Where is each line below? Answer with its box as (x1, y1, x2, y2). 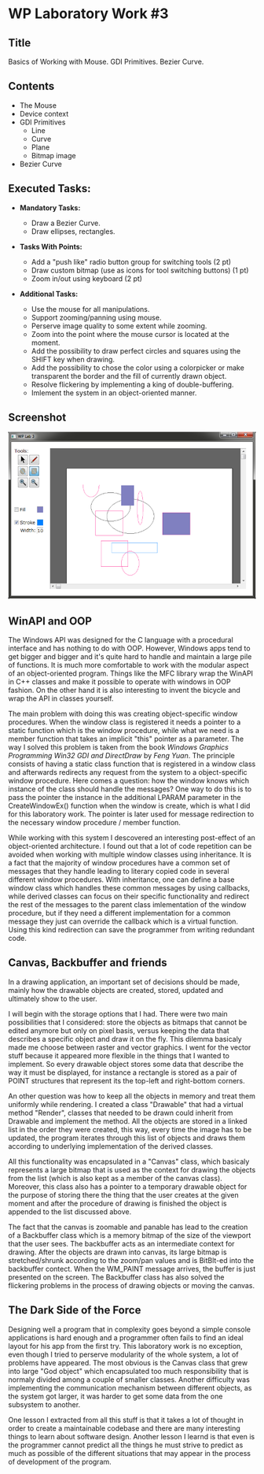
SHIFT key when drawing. (31, 354, 115, 364)
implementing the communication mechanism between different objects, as (8, 1383, 252, 1392)
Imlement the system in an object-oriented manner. (31, 387, 197, 398)
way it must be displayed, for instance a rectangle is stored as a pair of (8, 1068, 237, 1077)
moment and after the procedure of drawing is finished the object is (8, 1198, 227, 1208)
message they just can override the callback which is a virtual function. (8, 917, 238, 926)
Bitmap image (31, 150, 76, 160)
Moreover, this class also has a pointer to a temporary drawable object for (8, 1182, 247, 1191)
